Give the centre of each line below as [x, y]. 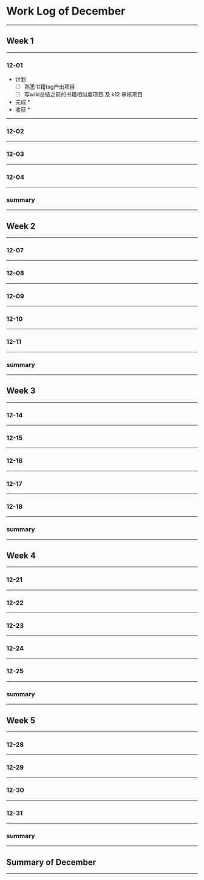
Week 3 [21, 391]
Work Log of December [66, 11]
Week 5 [21, 720]
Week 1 [20, 41]
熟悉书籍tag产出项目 [49, 87]
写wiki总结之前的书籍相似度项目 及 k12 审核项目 [83, 95]
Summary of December [51, 862]
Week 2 [21, 226]
